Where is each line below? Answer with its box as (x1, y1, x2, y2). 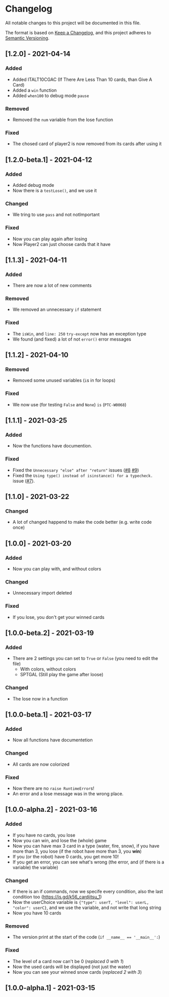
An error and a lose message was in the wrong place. (12, 791, 124, 797)
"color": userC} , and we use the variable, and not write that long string (12, 904, 161, 910)
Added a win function (12, 87, 57, 93)
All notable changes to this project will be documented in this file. (5, 20, 141, 26)
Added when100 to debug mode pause (12, 92, 89, 99)
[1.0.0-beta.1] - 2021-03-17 (5, 711, 92, 719)
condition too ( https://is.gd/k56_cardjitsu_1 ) (12, 894, 102, 900)
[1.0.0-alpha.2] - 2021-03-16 (5, 805, 97, 814)
